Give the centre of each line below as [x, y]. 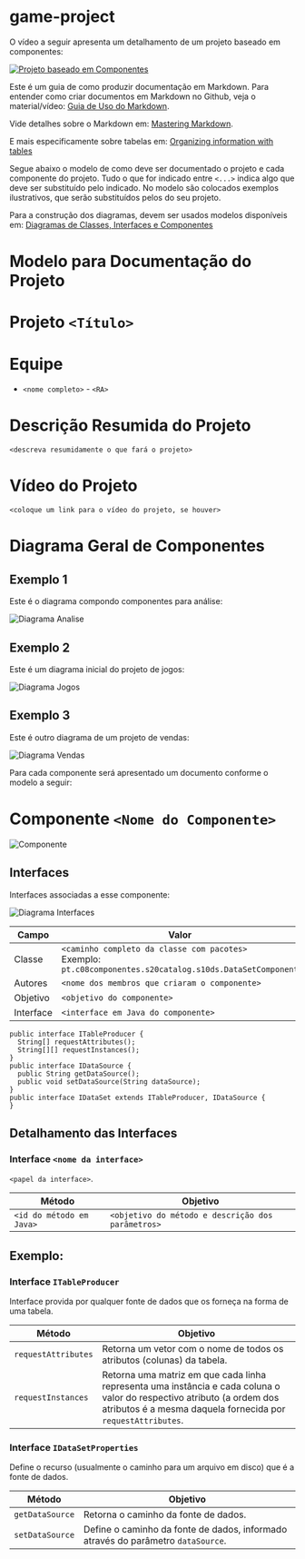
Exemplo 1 [39, 579]
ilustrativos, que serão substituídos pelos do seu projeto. [115, 197]
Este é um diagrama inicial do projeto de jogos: [97, 669]
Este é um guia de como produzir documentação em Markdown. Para [139, 86]
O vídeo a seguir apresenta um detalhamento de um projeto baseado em [145, 42]
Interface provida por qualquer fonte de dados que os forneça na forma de [149, 1301]
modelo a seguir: [41, 782]
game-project [62, 17]
